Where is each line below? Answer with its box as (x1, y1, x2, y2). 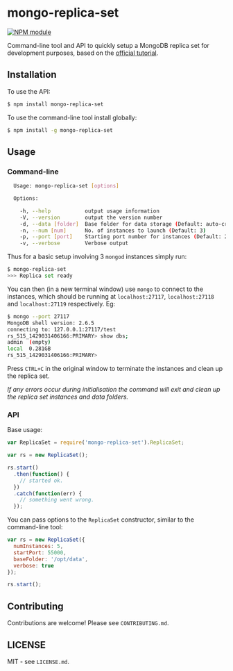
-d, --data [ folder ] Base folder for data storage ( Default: (19, 220, 203, 227)
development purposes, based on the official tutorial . (7, 49, 159, 57)
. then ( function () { (13, 470, 70, 477)
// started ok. (19, 477, 64, 484)
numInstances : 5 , (13, 543, 64, 550)
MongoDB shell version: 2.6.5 (7, 320, 95, 326)
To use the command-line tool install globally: (7, 113, 137, 122)
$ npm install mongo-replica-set (7, 101, 104, 108)
